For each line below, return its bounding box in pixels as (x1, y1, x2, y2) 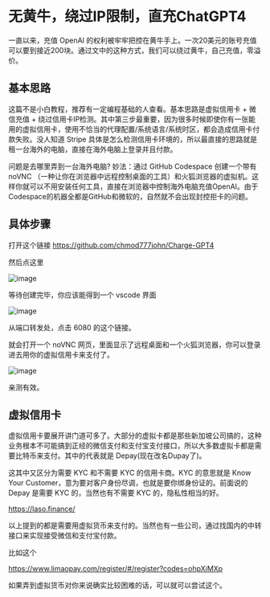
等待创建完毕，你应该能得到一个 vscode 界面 (8, 290, 157, 300)
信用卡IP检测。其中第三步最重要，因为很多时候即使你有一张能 (51, 114, 256, 124)
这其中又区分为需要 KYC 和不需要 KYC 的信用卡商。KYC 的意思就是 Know (8, 468, 252, 478)
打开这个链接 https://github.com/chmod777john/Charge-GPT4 (8, 240, 215, 250)
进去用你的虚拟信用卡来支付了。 (8, 350, 114, 359)
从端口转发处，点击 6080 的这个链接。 (8, 322, 136, 332)
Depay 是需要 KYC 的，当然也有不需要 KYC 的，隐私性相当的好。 (8, 488, 223, 498)
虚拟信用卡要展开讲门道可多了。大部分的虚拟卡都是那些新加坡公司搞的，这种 (8, 431, 262, 440)
